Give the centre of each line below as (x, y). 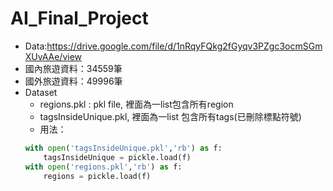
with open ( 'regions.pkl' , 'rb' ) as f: (103, 167)
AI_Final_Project (79, 18)
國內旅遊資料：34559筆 (73, 68)
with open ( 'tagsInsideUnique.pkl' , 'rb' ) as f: (123, 148)
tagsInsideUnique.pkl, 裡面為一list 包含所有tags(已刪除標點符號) (170, 116)
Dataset (41, 92)
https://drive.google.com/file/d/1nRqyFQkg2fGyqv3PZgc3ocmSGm (184, 46)
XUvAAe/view (53, 56)
